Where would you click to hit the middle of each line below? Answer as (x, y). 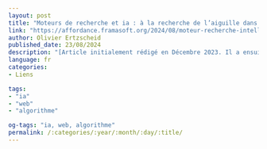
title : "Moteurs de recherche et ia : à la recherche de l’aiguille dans (133, 23)
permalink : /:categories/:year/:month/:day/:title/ (95, 133)
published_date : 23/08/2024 (55, 45)
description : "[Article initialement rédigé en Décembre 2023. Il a (124, 52)
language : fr (30, 60)
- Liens (21, 74)
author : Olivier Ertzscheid (55, 38)
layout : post (30, 15)
